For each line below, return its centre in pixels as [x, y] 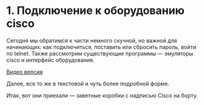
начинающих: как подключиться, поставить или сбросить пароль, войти [101, 47]
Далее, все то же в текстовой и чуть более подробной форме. [88, 84]
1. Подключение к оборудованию [96, 11]
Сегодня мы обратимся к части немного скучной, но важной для [92, 40]
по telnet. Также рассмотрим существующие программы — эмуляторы [100, 53]
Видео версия [24, 71]
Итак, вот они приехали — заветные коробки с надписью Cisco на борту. [102, 95]
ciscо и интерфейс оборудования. [50, 60]
